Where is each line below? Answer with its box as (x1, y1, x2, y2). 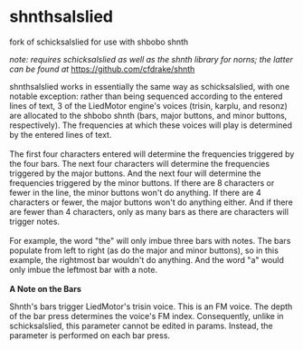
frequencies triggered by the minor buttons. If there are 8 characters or (9, 177, 275, 188)
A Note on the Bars (9, 283, 81, 294)
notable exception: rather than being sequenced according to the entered (9, 91, 283, 102)
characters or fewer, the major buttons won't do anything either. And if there (9, 197, 294, 208)
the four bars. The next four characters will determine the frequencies (9, 158, 270, 169)
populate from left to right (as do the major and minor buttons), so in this (9, 245, 279, 256)
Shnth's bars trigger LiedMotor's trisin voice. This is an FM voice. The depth (9, 301, 293, 312)
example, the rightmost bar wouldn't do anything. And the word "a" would (9, 254, 285, 265)
